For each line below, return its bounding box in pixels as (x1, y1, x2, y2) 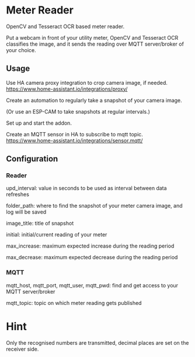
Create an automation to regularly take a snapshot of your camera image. (6, 97, 182, 104)
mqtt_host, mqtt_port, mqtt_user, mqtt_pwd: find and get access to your (6, 282, 179, 289)
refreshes (6, 191, 29, 198)
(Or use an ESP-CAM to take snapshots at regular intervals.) (6, 108, 151, 115)
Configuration (6, 154, 58, 164)
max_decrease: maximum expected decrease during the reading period (6, 254, 178, 261)
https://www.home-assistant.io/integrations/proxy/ (6, 85, 128, 92)
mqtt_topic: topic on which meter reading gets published (6, 299, 142, 306)
